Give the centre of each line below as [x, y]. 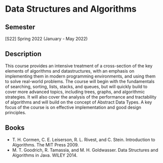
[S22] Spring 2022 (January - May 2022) [46, 39]
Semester [20, 27]
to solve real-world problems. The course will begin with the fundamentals [80, 81]
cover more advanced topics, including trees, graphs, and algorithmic [75, 92]
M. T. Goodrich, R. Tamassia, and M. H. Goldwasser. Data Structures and [85, 150]
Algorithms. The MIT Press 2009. [45, 144]
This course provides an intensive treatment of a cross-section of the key [79, 66]
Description [23, 54]
